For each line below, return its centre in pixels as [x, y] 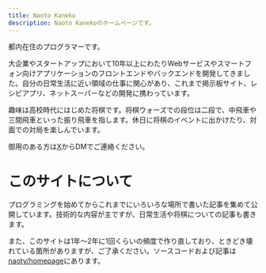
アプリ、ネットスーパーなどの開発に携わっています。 [108, 93]
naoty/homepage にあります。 [57, 261]
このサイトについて [70, 181]
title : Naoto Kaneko [42, 15]
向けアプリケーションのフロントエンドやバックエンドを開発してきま [133, 73]
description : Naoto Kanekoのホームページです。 [82, 23]
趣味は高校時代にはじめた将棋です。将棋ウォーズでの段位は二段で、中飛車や [133, 110]
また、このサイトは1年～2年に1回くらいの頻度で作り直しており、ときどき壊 [131, 241]
